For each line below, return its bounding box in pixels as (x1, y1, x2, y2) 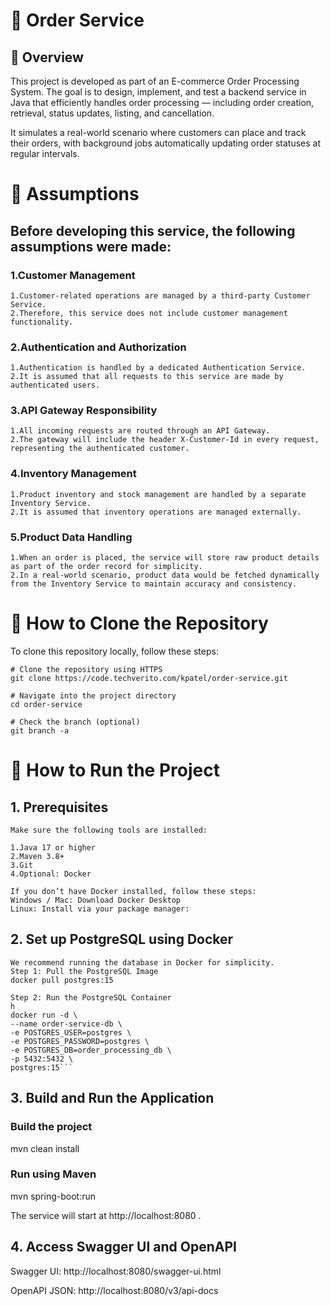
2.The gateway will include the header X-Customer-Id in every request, (10, 435, 320, 445)
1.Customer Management (10, 268, 136, 282)
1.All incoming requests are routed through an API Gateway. (10, 426, 271, 436)
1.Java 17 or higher (10, 843, 97, 853)
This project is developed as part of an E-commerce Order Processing (10, 75, 300, 87)
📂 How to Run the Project (10, 759, 220, 782)
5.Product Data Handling (10, 530, 133, 544)
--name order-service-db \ (10, 1019, 123, 1029)
